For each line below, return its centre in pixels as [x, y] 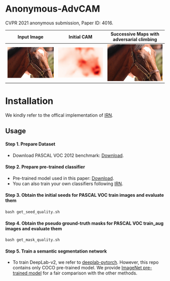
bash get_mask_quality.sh [32, 240]
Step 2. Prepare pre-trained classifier [45, 167]
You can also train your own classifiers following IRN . [68, 184]
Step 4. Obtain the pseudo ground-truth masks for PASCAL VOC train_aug [84, 223]
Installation [29, 101]
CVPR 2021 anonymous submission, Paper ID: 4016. [59, 23]
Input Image [31, 37]
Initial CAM [80, 37]
